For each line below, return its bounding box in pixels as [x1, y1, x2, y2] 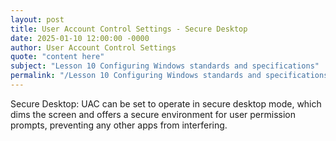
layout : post [10, 14, 65, 25]
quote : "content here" [10, 52, 105, 62]
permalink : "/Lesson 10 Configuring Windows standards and [10, 71, 262, 81]
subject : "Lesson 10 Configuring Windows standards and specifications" [10, 61, 320, 71]
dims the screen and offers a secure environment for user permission [10, 108, 296, 120]
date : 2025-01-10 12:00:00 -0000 [10, 33, 150, 43]
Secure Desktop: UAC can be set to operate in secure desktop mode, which [10, 97, 322, 110]
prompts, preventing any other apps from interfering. [10, 119, 228, 131]
